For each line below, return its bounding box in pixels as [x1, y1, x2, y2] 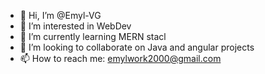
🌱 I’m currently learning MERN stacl [19, 31, 167, 42]
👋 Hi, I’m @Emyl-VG [19, 10, 102, 21]
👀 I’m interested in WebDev [19, 20, 132, 32]
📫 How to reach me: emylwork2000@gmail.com [19, 53, 222, 64]
